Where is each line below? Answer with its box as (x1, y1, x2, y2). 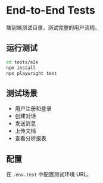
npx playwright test (6, 70, 58, 76)
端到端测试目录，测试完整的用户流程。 (6, 24, 100, 31)
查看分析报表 (14, 135, 46, 142)
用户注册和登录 (14, 105, 52, 112)
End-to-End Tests (6, 4, 95, 17)
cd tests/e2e (6, 59, 39, 65)
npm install (6, 65, 36, 71)
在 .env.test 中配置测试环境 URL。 (6, 171, 92, 178)
